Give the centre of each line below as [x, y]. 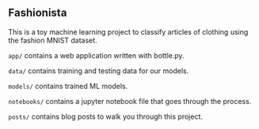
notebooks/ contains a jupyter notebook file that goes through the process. [130, 101]
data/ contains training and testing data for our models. [99, 71]
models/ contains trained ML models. [68, 86]
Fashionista [38, 13]
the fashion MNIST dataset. [53, 40]
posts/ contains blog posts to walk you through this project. [106, 116]
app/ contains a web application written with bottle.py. [96, 55]
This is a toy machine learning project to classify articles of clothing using [128, 31]
